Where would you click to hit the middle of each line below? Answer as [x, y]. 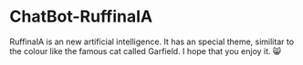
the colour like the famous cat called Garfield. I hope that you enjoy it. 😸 [146, 51]
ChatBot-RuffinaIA [81, 17]
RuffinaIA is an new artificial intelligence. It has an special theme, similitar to [152, 42]
